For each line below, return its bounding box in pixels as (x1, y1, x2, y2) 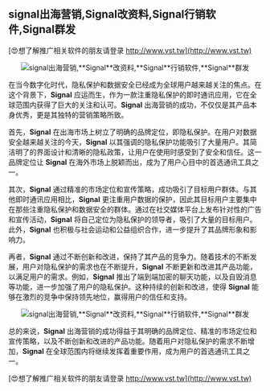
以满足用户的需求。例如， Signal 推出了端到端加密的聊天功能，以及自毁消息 (8, 272, 257, 282)
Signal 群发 (22, 23, 76, 36)
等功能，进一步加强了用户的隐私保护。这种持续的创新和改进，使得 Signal (8, 282, 251, 291)
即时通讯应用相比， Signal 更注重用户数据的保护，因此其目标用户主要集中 (14, 194, 257, 204)
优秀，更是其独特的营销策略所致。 (14, 109, 129, 119)
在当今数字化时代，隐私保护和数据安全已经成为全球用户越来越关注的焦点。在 (8, 80, 262, 89)
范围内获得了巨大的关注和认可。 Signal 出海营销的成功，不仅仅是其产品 (14, 100, 251, 109)
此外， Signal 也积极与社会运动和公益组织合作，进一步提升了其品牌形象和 (8, 224, 251, 234)
